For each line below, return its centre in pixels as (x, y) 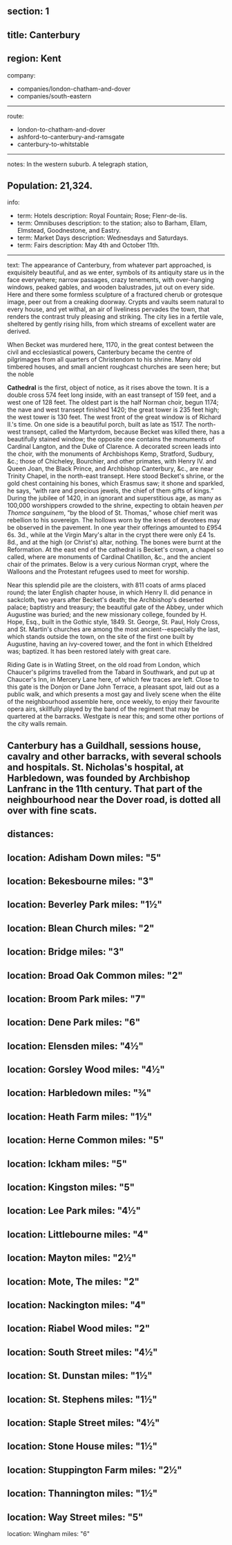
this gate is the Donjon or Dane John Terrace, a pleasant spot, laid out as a (113, 687)
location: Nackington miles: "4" (77, 1305)
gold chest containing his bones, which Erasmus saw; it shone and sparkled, (116, 484)
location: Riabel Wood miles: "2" (79, 1328)
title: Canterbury (44, 35)
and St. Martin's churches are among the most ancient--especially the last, (114, 629)
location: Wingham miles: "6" (49, 1533)
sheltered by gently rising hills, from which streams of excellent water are (112, 324)
